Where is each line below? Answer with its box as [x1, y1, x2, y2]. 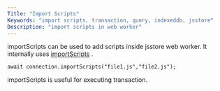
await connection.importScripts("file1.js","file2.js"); [7, 64, 177, 71]
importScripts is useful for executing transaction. [7, 76, 148, 84]
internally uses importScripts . [7, 50, 94, 58]
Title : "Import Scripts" [7, 10, 80, 17]
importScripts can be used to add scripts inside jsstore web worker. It [7, 43, 207, 51]
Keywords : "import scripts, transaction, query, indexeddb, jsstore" [7, 17, 214, 24]
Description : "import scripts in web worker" [7, 23, 142, 30]
